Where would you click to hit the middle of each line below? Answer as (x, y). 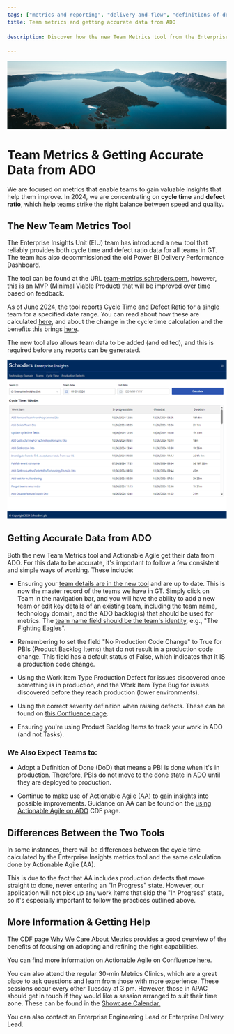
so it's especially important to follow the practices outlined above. (102, 900)
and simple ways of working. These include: (70, 570)
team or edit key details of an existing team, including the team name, (117, 606)
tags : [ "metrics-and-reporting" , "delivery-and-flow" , (88, 15)
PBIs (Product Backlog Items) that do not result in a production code (115, 649)
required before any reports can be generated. (74, 350)
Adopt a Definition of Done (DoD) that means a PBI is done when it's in (118, 768)
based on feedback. (36, 293)
